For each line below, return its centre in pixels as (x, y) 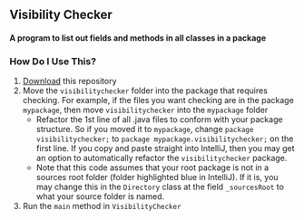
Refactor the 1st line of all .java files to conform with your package (159, 120)
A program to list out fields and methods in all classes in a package (137, 38)
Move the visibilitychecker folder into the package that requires (145, 91)
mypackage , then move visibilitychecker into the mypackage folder (145, 110)
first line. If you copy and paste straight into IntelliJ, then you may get (165, 148)
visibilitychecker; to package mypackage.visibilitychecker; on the (165, 139)
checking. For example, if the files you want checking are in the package (158, 100)
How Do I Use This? (53, 61)
